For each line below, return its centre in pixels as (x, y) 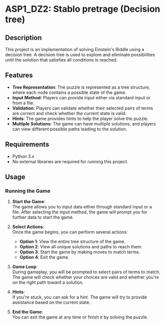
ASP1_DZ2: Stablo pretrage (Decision (83, 9)
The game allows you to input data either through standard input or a (82, 207)
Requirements (27, 144)
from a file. (23, 103)
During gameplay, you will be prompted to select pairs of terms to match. (86, 272)
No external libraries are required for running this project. (70, 161)
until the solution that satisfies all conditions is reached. (61, 60)
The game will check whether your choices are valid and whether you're (85, 277)
